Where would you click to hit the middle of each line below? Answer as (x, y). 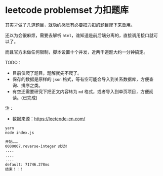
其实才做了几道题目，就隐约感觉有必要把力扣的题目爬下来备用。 (70, 25)
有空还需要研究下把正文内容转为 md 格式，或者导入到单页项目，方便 (81, 91)
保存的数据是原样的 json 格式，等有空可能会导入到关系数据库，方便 (81, 79)
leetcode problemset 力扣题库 (67, 10)
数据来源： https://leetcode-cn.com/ (49, 119)
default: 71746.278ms (27, 165)
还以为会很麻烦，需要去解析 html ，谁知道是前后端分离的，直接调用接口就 (80, 35)
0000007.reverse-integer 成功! (37, 146)
